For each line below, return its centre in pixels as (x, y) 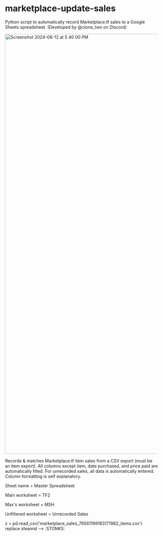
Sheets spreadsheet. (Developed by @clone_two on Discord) (66, 27)
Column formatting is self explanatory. (43, 476)
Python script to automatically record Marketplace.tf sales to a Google (75, 22)
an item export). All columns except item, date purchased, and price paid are (81, 466)
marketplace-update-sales (60, 9)
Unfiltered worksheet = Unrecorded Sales (47, 514)
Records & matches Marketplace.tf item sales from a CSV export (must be (79, 461)
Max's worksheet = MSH (30, 504)
